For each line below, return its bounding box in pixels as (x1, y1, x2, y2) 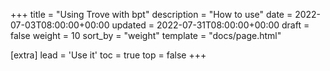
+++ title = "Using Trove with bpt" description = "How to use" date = (10, 9, 293, 20)
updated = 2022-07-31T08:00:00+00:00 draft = (111, 19, 310, 31)
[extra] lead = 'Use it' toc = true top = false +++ (10, 49, 207, 61)
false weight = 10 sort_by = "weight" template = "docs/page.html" (10, 30, 282, 41)
